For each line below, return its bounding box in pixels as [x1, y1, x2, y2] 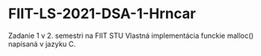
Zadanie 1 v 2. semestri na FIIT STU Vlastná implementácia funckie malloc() [8, 31, 255, 40]
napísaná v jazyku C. [8, 39, 77, 48]
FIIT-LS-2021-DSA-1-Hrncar [8, 5, 196, 23]
